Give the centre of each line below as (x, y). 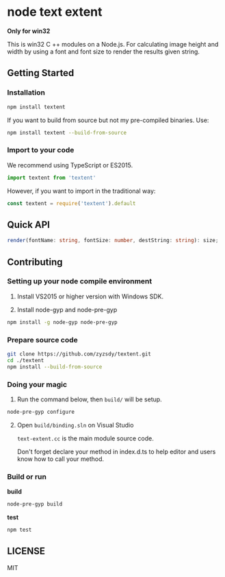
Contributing (35, 262)
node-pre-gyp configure (41, 412)
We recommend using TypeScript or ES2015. (70, 165)
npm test (19, 530)
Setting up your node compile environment (80, 281)
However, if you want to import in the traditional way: (81, 191)
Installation (26, 93)
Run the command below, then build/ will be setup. (89, 399)
